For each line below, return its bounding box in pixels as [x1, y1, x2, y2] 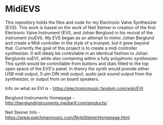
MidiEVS [5, 3, 40, 15]
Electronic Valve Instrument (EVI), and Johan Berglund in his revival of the [5, 30, 153, 35]
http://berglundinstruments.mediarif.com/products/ [5, 100, 108, 106]
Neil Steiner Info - [5, 109, 40, 115]
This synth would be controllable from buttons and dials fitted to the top [5, 61, 149, 66]
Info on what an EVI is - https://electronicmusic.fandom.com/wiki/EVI [5, 85, 144, 91]
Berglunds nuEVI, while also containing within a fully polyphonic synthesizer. [5, 55, 159, 61]
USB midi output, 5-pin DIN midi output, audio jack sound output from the [5, 71, 152, 77]
